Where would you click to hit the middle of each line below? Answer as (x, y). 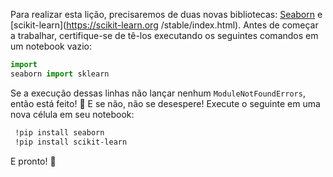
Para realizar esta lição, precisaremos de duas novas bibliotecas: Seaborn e (166, 14)
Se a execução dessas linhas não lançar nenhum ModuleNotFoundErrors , (158, 93)
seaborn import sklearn (60, 74)
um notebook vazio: (51, 46)
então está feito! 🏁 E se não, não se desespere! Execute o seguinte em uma (165, 103)
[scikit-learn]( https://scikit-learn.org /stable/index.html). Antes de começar (164, 25)
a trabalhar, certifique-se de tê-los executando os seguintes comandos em (164, 35)
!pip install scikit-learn (71, 142)
